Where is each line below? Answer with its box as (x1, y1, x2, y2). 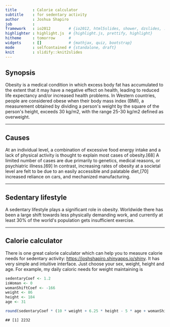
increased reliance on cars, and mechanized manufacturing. (5, 174, 131, 180)
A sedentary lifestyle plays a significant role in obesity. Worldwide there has (5, 206, 163, 212)
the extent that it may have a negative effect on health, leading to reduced (5, 87, 159, 94)
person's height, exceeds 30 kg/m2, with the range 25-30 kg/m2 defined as (5, 109, 163, 115)
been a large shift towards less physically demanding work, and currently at (5, 212, 163, 218)
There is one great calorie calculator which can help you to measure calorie (5, 250, 163, 256)
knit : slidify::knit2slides (5, 50, 82, 55)
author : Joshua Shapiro (5, 17, 69, 22)
